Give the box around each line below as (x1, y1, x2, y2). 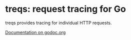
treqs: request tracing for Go (5, 3, 126, 15)
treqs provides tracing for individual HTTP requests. (5, 20, 112, 26)
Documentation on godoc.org (5, 29, 66, 35)
